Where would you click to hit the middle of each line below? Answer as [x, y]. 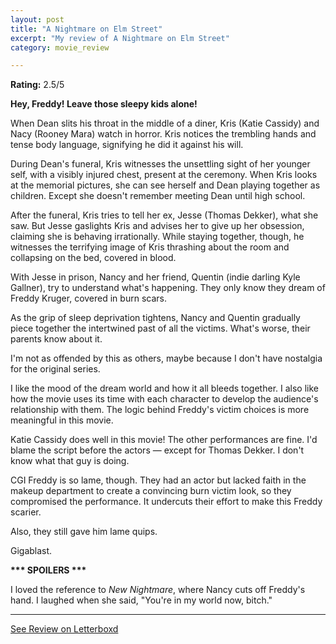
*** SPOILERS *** [48, 570]
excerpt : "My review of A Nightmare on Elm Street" [120, 38]
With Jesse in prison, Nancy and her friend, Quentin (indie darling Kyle [155, 277]
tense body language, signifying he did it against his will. [127, 145]
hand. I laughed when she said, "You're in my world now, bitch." [141, 600]
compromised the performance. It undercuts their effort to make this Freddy [166, 502]
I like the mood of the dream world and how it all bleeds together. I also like [164, 388]
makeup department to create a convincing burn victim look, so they [151, 491]
